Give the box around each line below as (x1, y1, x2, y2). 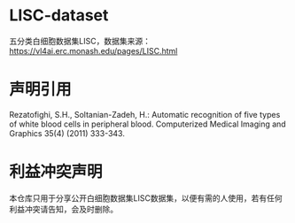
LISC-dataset (9, 5, 109, 26)
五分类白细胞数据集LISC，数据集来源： (9, 35, 151, 46)
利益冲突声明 (9, 162, 104, 182)
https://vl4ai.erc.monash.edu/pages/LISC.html (9, 45, 178, 56)
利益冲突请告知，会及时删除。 (9, 204, 118, 214)
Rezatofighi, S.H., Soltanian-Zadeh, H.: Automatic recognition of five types (9, 109, 281, 119)
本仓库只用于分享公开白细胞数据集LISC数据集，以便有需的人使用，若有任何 (9, 192, 283, 204)
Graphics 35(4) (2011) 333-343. (9, 127, 126, 138)
